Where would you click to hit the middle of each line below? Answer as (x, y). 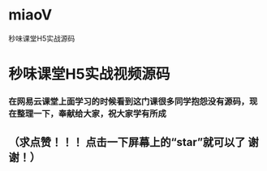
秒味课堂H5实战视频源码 (89, 74)
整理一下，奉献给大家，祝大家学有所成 (91, 113)
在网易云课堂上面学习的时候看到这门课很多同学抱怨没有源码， (129, 101)
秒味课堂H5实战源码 (42, 38)
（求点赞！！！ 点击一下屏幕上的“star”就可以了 (127, 142)
